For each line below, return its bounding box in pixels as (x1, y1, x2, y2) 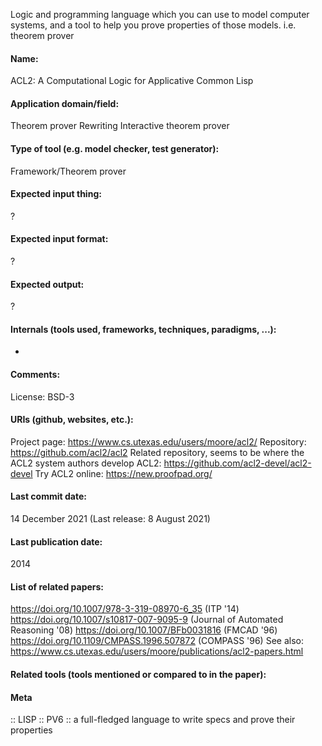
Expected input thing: (10, 188, 102, 200)
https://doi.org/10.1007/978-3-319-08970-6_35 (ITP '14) (10, 603, 240, 615)
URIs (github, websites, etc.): (10, 414, 134, 426)
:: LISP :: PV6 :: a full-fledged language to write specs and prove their (10, 714, 296, 726)
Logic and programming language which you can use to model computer (10, 9, 310, 20)
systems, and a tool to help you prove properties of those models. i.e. (10, 19, 297, 31)
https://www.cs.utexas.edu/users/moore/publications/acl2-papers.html (10, 645, 304, 658)
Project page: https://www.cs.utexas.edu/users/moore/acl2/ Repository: (10, 435, 307, 448)
